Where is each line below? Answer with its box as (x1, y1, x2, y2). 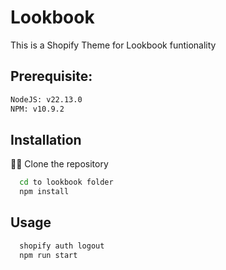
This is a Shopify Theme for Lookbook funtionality (10, 39, 217, 51)
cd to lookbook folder (19, 177, 114, 188)
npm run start (19, 250, 78, 260)
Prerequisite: (10, 68, 93, 85)
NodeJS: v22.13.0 (10, 94, 83, 105)
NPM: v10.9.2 (10, 104, 65, 114)
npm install (19, 187, 70, 197)
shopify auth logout (19, 241, 105, 251)
